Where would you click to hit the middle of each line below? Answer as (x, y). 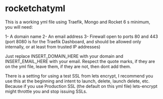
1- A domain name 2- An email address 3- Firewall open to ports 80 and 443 (81, 36)
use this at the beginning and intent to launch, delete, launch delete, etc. (77, 81)
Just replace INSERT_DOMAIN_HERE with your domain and (64, 56)
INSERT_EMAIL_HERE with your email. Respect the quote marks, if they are (80, 61)
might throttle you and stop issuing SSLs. (46, 91)
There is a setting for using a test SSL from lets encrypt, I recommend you (79, 76)
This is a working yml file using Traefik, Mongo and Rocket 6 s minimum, (78, 22)
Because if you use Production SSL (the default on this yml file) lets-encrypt (81, 86)
